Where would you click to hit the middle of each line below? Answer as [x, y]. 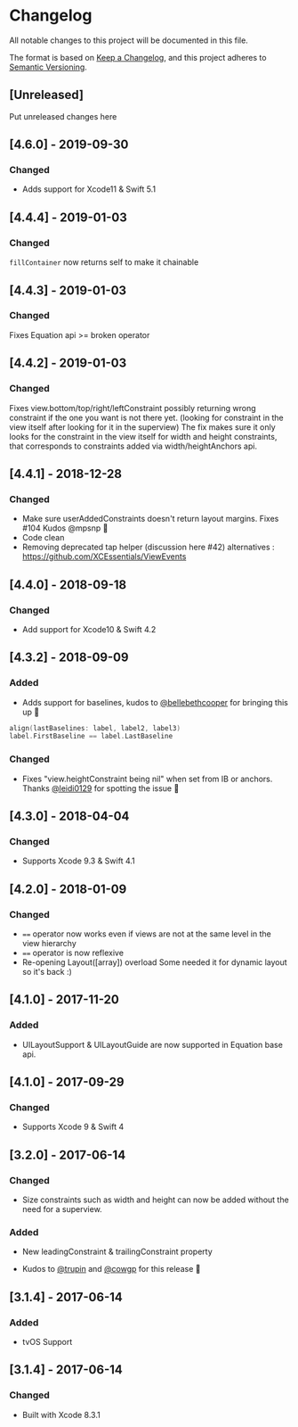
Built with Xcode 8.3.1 [61, 1415]
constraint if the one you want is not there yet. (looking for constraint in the [146, 417]
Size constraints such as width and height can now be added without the [155, 1200]
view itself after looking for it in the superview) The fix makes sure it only [142, 427]
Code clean [43, 538]
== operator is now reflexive [73, 953]
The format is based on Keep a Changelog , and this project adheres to [138, 57]
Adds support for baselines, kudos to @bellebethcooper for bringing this [155, 702]
